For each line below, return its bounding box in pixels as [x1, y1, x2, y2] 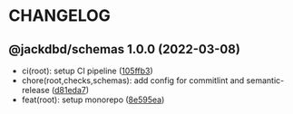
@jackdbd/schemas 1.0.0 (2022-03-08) [8, 42, 241, 57]
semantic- [246, 75, 285, 86]
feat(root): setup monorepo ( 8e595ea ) [21, 94, 165, 105]
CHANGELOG [8, 5, 111, 26]
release [21, 85, 51, 95]
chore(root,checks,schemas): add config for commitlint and [21, 75, 245, 86]
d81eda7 [54, 85, 87, 95]
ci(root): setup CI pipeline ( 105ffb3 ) [21, 65, 153, 76]
